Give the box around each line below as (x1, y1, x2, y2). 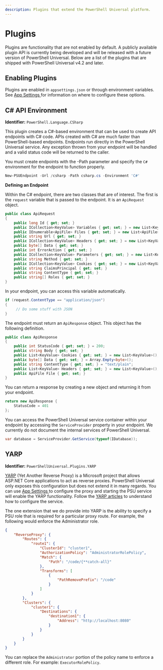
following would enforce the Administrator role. (5, 518, 99, 524)
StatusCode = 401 (14, 403, 49, 409)
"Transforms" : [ (39, 569, 73, 573)
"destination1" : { (48, 614, 86, 619)
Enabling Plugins (5, 74, 57, 82)
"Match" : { (39, 554, 62, 560)
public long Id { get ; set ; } (14, 220, 75, 225)
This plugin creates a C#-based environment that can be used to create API (5, 129, 156, 135)
